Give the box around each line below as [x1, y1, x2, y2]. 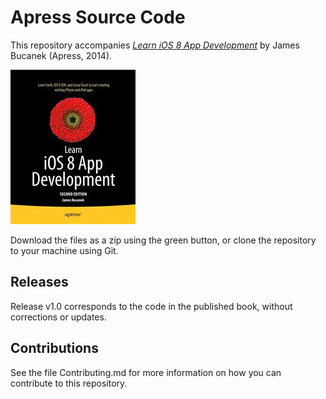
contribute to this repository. [10, 377, 128, 389]
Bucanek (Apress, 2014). [10, 49, 113, 61]
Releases [10, 274, 69, 291]
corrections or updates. [10, 311, 107, 323]
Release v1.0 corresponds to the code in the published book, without [10, 300, 293, 312]
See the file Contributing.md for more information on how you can [10, 366, 282, 378]
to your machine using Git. [10, 244, 119, 256]
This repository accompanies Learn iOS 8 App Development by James [10, 39, 300, 51]
